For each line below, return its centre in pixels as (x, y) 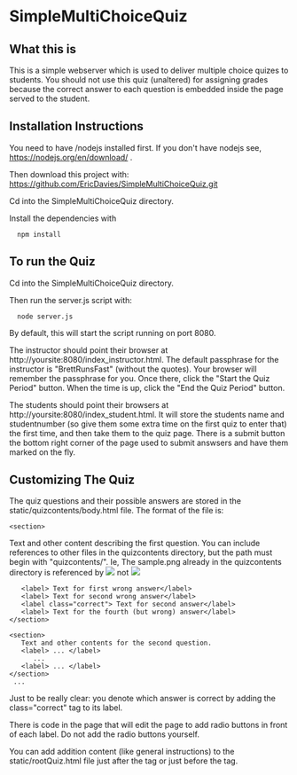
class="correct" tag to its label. (66, 708)
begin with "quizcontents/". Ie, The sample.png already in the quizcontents (145, 562)
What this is (43, 49)
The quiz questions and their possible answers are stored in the (125, 501)
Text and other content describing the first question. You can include (135, 544)
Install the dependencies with (63, 218)
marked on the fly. (43, 452)
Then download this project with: (69, 174)
